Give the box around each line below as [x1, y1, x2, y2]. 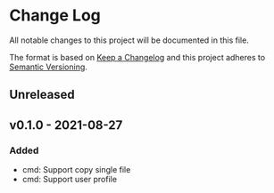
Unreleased [9, 87, 76, 102]
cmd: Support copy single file [21, 165, 131, 175]
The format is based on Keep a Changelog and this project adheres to [9, 52, 266, 62]
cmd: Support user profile [21, 174, 118, 185]
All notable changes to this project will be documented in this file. [9, 35, 250, 45]
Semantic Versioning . [9, 61, 87, 72]
